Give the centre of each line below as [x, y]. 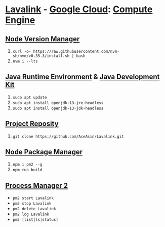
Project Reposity [32, 124]
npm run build [27, 170]
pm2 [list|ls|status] [35, 220]
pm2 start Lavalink [33, 198]
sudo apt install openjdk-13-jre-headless [58, 103]
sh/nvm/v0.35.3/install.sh [41, 56]
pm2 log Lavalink [31, 214]
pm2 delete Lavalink [34, 209]
